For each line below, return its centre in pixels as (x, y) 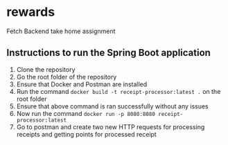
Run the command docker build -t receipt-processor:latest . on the (119, 91)
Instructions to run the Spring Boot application (108, 53)
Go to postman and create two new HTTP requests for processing (111, 127)
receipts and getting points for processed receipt (86, 134)
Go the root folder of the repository (67, 77)
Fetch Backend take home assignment (61, 31)
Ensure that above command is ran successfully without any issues (112, 106)
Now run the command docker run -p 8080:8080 (86, 113)
